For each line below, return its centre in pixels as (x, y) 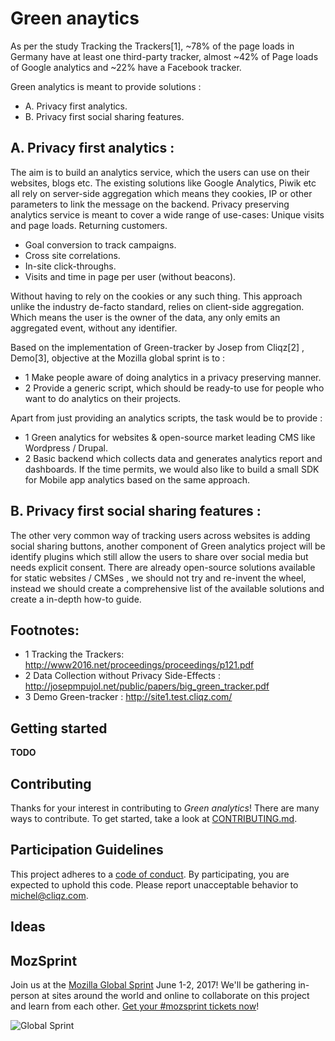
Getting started (59, 728)
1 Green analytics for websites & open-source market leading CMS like (170, 437)
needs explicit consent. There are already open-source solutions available (163, 567)
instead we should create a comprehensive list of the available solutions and (167, 588)
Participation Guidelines (87, 850)
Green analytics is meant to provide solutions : (106, 86)
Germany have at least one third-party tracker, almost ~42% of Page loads (164, 56)
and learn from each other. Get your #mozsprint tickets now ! (135, 1006)
